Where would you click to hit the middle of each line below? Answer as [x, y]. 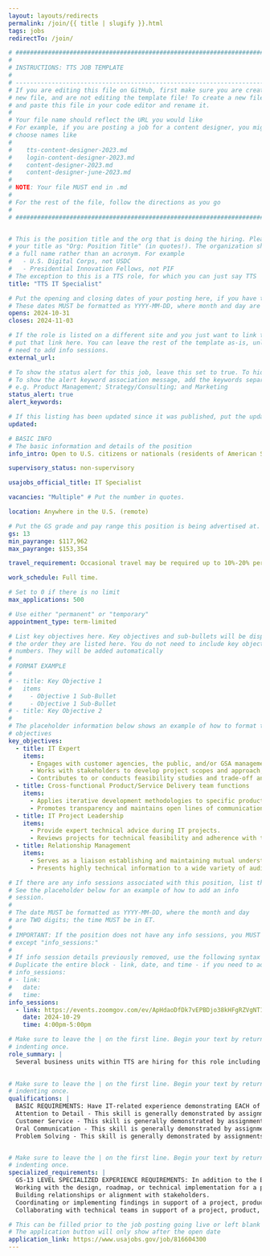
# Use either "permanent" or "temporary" [79, 614]
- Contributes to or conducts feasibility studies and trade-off [141, 778]
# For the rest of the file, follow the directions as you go [115, 202]
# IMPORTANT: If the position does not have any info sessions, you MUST [135, 935]
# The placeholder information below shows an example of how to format [133, 726]
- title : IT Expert [48, 748]
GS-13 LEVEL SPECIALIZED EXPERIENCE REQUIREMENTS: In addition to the [136, 1180]
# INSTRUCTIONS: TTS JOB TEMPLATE [66, 68]
